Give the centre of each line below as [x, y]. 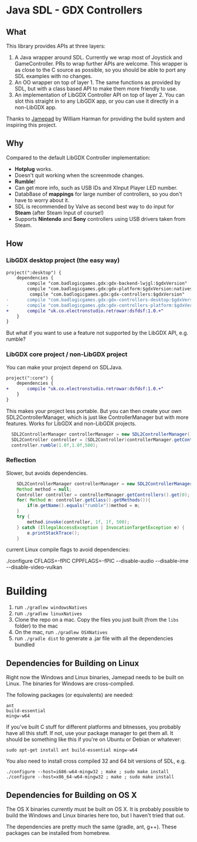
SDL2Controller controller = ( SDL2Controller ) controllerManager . [93, 440]
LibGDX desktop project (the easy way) [63, 260]
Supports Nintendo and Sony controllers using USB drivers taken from [100, 219]
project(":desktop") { [34, 273]
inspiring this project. [32, 125]
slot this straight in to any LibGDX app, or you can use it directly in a [96, 101]
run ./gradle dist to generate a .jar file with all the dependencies [94, 639]
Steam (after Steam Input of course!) [59, 213]
